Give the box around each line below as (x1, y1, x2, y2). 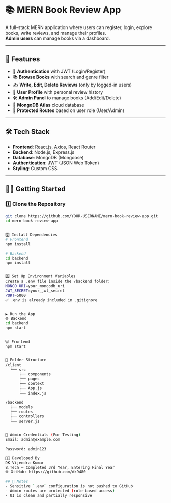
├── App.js (18, 386, 42, 391)
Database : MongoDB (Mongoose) (12, 154, 84, 160)
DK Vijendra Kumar (5, 460, 44, 465)
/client (5, 362, 22, 367)
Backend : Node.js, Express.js (12, 149, 75, 155)
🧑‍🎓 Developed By (5, 455, 40, 461)
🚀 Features (5, 54, 40, 64)
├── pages (18, 376, 40, 382)
